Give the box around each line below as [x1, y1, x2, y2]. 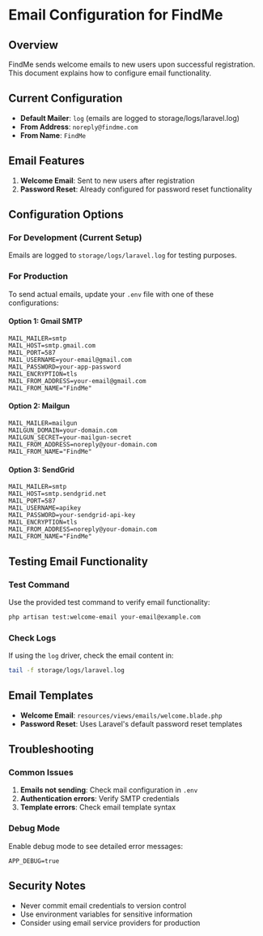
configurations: [8, 298, 59, 308]
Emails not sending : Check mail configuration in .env [19, 785, 198, 795]
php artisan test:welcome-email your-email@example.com [8, 613, 201, 621]
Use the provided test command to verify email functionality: [8, 597, 210, 606]
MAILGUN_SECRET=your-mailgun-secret [8, 433, 132, 442]
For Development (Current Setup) [8, 231, 142, 243]
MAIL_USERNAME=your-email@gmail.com [8, 356, 132, 364]
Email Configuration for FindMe [8, 6, 223, 24]
